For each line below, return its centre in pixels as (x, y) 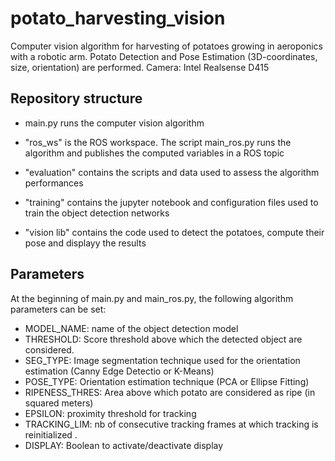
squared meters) (59, 403)
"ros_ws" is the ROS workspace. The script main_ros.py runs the (158, 142)
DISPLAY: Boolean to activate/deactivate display (124, 445)
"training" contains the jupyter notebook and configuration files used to (171, 202)
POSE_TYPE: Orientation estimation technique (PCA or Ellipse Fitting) (167, 381)
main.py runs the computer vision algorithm (114, 123)
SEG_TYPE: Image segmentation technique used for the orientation (162, 360)
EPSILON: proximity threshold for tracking (110, 413)
